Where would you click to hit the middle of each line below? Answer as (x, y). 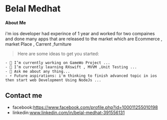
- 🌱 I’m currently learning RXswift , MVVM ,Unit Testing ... (71, 67)
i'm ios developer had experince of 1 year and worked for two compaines (80, 34)
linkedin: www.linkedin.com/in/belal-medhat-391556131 (69, 113)
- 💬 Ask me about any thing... (38, 72)
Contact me (24, 95)
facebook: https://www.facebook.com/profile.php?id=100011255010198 (85, 108)
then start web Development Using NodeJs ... (53, 80)
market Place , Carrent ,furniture (38, 44)
